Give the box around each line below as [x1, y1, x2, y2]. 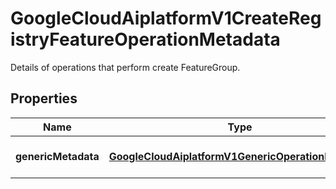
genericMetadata [15, 149, 100, 163]
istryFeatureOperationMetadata [10, 28, 281, 51]
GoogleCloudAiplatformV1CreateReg [10, 7, 322, 30]
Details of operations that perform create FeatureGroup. [10, 61, 241, 73]
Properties [10, 90, 78, 107]
